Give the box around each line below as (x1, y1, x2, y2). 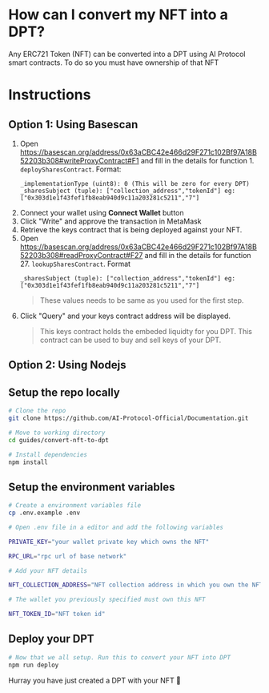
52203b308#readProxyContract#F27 (19, 250, 143, 260)
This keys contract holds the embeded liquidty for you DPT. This (39, 326, 253, 336)
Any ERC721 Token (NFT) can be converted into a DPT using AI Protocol (8, 49, 246, 58)
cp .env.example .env (8, 509, 81, 518)
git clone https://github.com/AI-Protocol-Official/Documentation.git (8, 414, 249, 422)
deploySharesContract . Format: (19, 164, 122, 174)
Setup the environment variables (8, 480, 175, 494)
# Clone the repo (8, 407, 66, 415)
